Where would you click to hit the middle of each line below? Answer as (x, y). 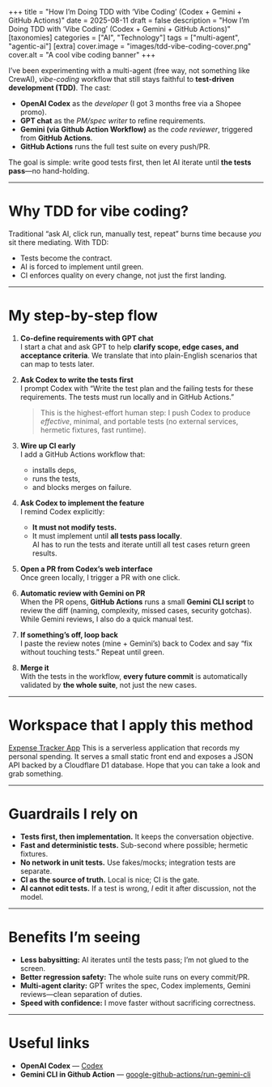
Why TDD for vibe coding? (99, 211)
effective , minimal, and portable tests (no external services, (139, 421)
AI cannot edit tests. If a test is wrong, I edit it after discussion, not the (138, 888)
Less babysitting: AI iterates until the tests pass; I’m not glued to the (134, 960)
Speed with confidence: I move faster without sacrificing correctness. (138, 1003)
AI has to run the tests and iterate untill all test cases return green (141, 544)
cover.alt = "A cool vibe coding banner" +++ (82, 55)
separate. (36, 870)
